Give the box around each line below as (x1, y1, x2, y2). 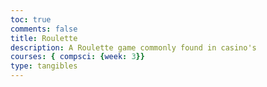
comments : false (10, 24, 78, 34)
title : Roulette (10, 33, 78, 43)
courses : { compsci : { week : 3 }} (10, 52, 145, 62)
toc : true (10, 14, 52, 25)
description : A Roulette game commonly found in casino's (10, 42, 257, 53)
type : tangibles (10, 61, 78, 71)
